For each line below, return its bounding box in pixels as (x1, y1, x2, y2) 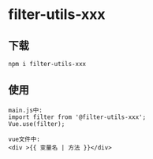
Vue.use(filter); (8, 120, 65, 128)
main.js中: (8, 106, 43, 114)
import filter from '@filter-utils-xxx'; (8, 113, 147, 121)
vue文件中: (8, 135, 41, 143)
